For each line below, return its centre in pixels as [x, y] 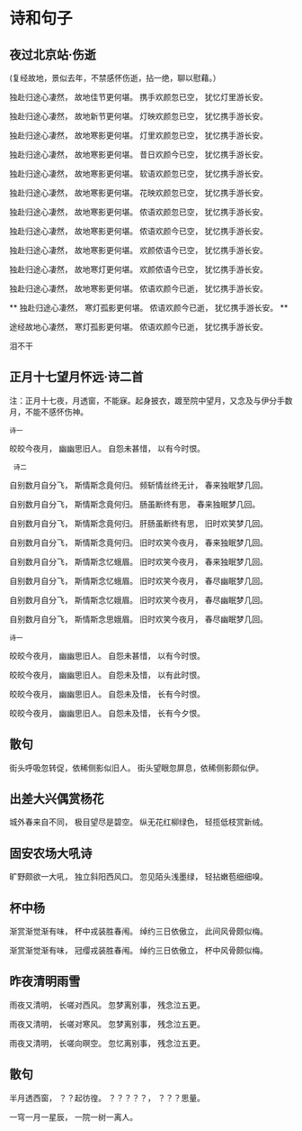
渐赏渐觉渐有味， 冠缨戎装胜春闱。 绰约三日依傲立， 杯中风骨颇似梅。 [138, 951]
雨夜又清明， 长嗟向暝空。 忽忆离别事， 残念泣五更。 [107, 1043]
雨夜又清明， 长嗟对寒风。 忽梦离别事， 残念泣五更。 [107, 1024]
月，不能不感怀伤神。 [49, 412]
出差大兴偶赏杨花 [57, 799]
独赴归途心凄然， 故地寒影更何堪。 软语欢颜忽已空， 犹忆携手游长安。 [138, 173]
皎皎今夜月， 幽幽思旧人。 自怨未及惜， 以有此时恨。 [107, 675]
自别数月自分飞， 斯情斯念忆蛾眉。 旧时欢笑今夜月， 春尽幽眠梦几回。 [138, 580]
